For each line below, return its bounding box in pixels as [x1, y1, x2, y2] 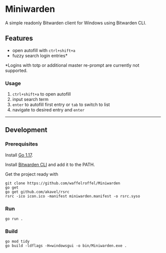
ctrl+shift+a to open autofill [12, 91, 71, 97]
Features [5, 34, 33, 43]
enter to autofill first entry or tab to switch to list [12, 101, 110, 107]
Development [5, 126, 48, 134]
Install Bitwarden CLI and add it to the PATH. [5, 161, 95, 167]
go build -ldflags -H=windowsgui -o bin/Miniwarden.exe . [5, 244, 127, 249]
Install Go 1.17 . [5, 152, 33, 158]
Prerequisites [5, 141, 38, 148]
